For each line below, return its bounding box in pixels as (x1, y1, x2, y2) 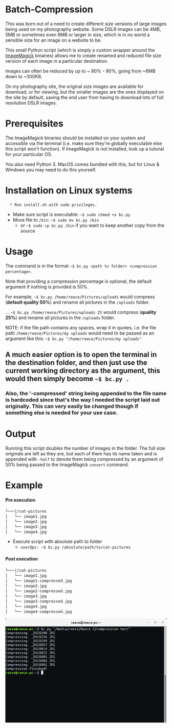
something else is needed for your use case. (5, 409, 118, 416)
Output (5, 428, 36, 440)
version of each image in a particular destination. (5, 58, 109, 64)
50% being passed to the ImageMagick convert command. (5, 461, 129, 468)
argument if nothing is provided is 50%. (5, 283, 89, 290)
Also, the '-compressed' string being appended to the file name (5, 390, 167, 397)
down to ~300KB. (5, 73, 42, 79)
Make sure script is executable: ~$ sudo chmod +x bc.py (12, 211, 131, 217)
